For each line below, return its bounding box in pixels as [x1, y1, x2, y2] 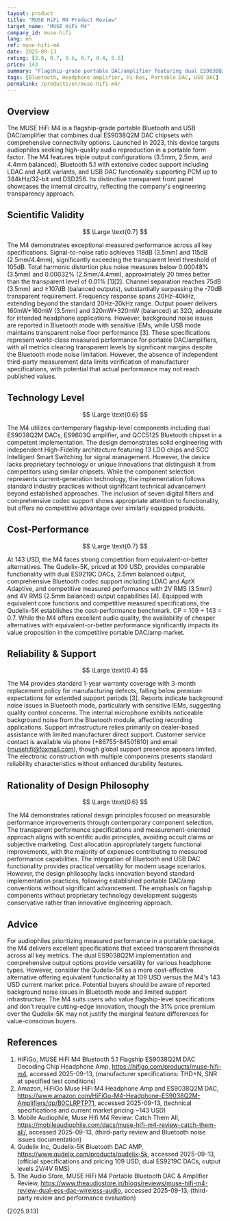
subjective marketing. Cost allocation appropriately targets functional [7, 840, 202, 848]
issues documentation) [16, 1135, 82, 1143]
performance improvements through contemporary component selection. [7, 818, 214, 827]
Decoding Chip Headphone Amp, [16, 1062, 111, 1071]
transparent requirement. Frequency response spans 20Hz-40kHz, [7, 292, 196, 300]
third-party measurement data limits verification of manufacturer [7, 358, 190, 366]
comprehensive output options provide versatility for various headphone [7, 958, 212, 966]
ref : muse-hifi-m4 [7, 42, 60, 49]
